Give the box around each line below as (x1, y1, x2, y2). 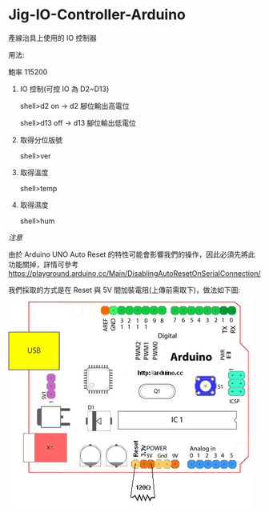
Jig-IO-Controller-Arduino (8, 6, 187, 24)
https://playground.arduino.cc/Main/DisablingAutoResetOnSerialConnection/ (8, 268, 262, 278)
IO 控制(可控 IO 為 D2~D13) (19, 84, 110, 94)
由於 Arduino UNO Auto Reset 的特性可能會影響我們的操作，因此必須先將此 (8, 250, 255, 259)
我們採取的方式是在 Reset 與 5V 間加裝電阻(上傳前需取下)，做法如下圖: (8, 285, 241, 294)
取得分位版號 (19, 134, 62, 145)
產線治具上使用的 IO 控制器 (8, 33, 98, 42)
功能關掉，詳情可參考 (8, 259, 78, 269)
